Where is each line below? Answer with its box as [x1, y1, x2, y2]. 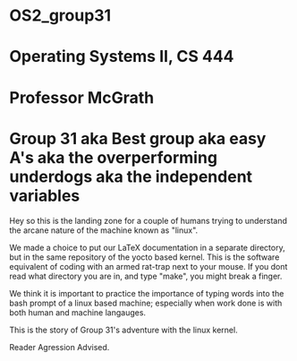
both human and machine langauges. [9, 306, 146, 318]
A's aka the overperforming [9, 147, 217, 168]
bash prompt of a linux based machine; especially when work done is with [9, 297, 283, 308]
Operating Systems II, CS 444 [9, 47, 234, 67]
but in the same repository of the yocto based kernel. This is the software [9, 252, 280, 262]
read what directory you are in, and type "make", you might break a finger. [9, 271, 283, 281]
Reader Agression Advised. [9, 341, 110, 352]
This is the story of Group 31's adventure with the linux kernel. [9, 324, 239, 335]
